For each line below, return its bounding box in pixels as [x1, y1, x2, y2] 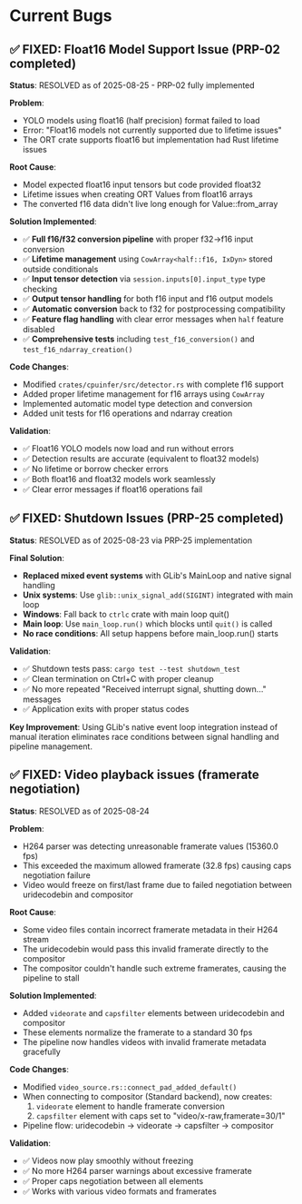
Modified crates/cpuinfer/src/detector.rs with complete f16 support [22, 379, 284, 390]
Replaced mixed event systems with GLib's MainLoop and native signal [22, 569, 292, 581]
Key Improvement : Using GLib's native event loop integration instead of [9, 721, 278, 732]
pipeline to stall [22, 972, 80, 983]
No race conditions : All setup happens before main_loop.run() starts [22, 627, 279, 638]
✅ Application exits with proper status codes [22, 703, 190, 714]
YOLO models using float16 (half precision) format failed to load [22, 115, 260, 125]
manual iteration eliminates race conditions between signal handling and [9, 731, 279, 742]
